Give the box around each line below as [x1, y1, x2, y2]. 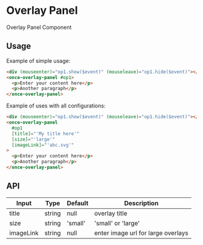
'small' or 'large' [94, 218, 140, 227]
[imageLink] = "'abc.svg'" [11, 142, 74, 148]
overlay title [94, 209, 128, 217]
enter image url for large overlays [94, 229, 188, 237]
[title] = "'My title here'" [11, 130, 80, 136]
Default [66, 199, 89, 207]
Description [124, 199, 159, 207]
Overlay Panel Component [6, 24, 72, 31]
